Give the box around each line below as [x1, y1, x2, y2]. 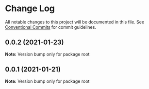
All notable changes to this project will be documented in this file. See [5, 19, 145, 25]
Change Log [5, 3, 55, 14]
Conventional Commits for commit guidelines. [5, 24, 96, 30]
